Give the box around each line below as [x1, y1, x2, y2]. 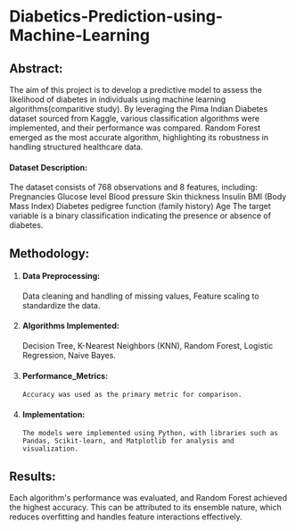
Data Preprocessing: [21, 271, 101, 282]
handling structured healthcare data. [9, 141, 144, 152]
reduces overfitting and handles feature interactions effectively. [9, 511, 243, 522]
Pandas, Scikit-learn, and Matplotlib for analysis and [21, 436, 234, 446]
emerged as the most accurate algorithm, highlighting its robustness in [9, 132, 269, 142]
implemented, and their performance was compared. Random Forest [9, 122, 261, 133]
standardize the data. [21, 299, 101, 310]
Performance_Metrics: [21, 370, 109, 381]
